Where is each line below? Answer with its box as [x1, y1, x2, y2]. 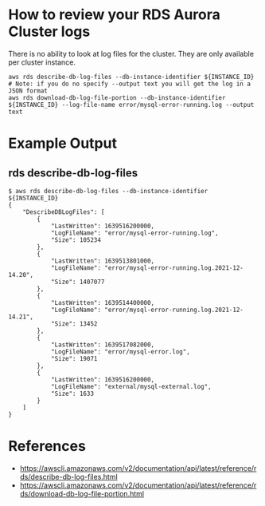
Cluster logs [8, 22, 91, 41]
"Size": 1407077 [50, 278, 105, 286]
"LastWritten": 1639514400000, [50, 298, 155, 306]
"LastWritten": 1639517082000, [50, 341, 155, 349]
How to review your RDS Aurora [8, 6, 220, 24]
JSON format [8, 86, 48, 95]
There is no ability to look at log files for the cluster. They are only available [8, 49, 255, 58]
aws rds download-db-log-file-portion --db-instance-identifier [8, 93, 226, 101]
